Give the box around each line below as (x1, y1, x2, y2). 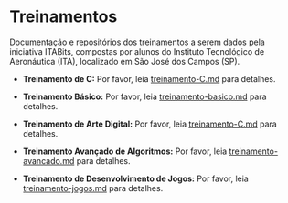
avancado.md (22, 155, 75, 166)
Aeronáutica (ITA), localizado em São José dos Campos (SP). (9, 56, 240, 66)
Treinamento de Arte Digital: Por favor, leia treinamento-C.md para (22, 118, 277, 129)
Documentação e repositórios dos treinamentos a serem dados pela (9, 36, 265, 47)
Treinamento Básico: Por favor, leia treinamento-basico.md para (22, 91, 267, 102)
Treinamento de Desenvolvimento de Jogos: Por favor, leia (22, 173, 249, 184)
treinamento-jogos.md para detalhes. (22, 182, 164, 193)
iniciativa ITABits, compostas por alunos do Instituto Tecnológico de (9, 46, 265, 56)
